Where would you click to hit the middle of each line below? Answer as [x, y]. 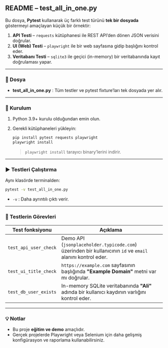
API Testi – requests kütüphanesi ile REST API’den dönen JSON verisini [85, 35]
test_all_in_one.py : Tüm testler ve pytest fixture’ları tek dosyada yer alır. [87, 90]
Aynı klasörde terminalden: [32, 180]
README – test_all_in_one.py [51, 8]
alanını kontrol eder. [84, 257]
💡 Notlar [15, 318]
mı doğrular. [75, 277]
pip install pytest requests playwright [55, 138]
